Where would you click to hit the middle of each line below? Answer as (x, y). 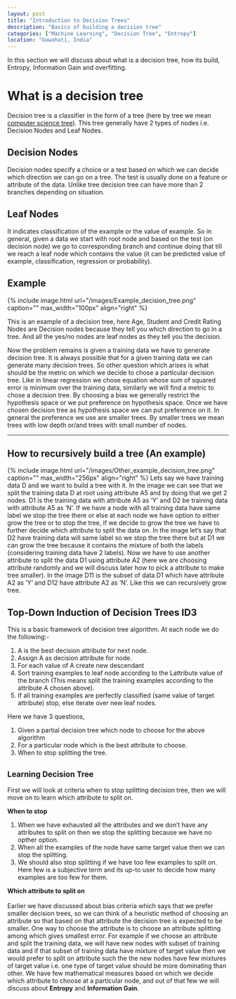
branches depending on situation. (56, 192)
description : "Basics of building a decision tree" (84, 27)
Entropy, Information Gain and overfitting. (67, 68)
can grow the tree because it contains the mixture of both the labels (105, 545)
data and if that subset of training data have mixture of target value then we (117, 950)
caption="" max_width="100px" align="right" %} (78, 308)
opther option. (38, 840)
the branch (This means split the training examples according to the (115, 681)
